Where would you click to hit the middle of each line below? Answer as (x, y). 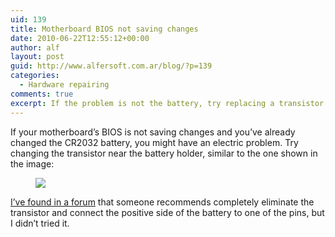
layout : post (37, 57)
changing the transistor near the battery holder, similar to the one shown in (164, 153)
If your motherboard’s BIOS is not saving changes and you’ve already (153, 132)
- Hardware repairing (64, 85)
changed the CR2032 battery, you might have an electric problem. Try (154, 142)
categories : (35, 76)
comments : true (42, 94)
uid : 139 (28, 19)
